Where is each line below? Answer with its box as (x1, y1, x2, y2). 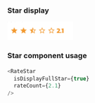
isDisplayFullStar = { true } (13, 75, 90, 82)
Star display (7, 6, 49, 15)
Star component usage (7, 51, 87, 61)
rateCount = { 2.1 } (13, 83, 61, 90)
